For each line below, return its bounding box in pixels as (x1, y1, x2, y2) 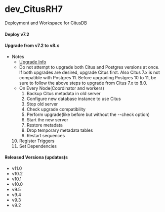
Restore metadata (26, 122, 63, 128)
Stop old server (26, 101, 58, 107)
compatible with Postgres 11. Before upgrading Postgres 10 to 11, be (19, 74, 157, 80)
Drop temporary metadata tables (26, 127, 93, 133)
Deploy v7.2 (4, 31, 30, 37)
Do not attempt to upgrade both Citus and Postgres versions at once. (19, 64, 160, 70)
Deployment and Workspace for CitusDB (4, 20, 87, 26)
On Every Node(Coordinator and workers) (19, 85, 104, 91)
